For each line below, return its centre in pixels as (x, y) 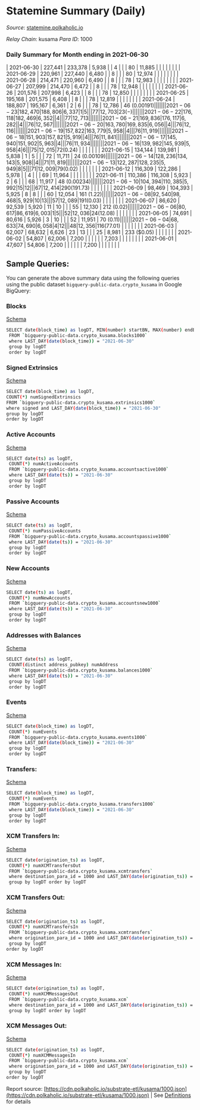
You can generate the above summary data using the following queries (93, 278)
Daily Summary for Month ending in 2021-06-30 (77, 54)
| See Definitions (171, 1095)
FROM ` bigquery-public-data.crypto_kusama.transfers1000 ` (82, 804)
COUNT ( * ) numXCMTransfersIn (43, 927)
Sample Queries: (38, 264)
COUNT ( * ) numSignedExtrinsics (44, 397)
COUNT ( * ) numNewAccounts (39, 598)
